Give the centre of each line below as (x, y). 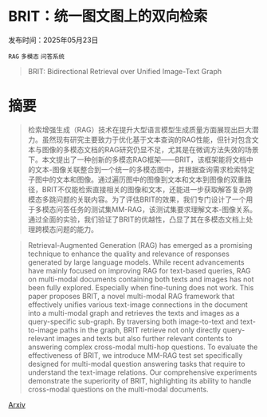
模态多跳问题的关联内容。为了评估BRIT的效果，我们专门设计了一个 (137, 199)
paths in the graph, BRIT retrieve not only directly (140, 330)
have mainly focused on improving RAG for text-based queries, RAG (139, 270)
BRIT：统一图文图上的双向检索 (108, 16)
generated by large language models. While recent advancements (136, 262)
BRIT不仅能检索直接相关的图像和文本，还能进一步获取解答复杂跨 (147, 189)
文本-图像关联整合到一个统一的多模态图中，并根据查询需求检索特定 (145, 169)
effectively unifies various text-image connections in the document (138, 305)
